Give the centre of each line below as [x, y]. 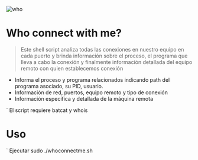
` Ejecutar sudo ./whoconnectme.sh [50, 151]
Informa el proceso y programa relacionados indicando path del [92, 79]
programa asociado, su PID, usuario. [59, 86]
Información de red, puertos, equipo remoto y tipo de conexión [91, 92]
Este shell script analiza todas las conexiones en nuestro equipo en [102, 49]
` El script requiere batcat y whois [47, 110]
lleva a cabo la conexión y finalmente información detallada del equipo [106, 62]
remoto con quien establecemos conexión [72, 68]
